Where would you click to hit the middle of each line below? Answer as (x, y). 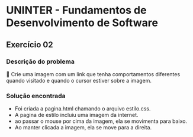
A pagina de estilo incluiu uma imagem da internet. (76, 115)
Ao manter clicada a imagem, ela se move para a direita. (83, 128)
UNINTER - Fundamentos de (76, 10)
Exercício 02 (30, 45)
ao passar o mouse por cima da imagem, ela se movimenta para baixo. (101, 121)
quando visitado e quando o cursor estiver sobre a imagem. (79, 80)
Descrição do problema (41, 61)
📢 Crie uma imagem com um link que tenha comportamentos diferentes (93, 74)
